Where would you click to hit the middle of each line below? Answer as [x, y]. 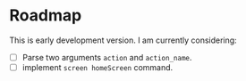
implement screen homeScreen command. [98, 67]
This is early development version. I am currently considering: [123, 40]
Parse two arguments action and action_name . [107, 57]
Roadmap [46, 16]
